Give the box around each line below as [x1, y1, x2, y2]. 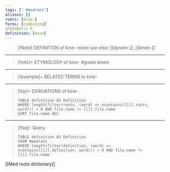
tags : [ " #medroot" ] [5, 7, 49, 13]
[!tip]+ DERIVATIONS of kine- [17, 88, 78, 94]
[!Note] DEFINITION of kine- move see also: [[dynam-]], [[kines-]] [17, 45, 155, 50]
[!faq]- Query [17, 125, 46, 131]
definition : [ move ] [5, 31, 47, 36]
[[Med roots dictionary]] [5, 161, 56, 167]
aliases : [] [5, 12, 30, 17]
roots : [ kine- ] [5, 17, 37, 22]
